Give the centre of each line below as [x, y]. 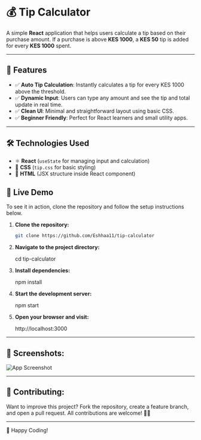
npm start [27, 306]
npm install [28, 282]
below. [14, 213]
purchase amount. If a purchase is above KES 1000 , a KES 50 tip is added [98, 39]
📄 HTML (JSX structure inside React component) [75, 173]
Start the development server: [53, 294]
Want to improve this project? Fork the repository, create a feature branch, [98, 406]
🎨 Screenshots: [35, 353]
